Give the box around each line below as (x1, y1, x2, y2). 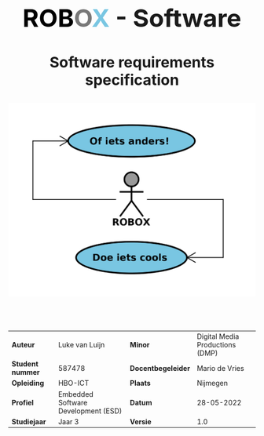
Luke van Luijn (57, 340, 105, 349)
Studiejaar (11, 416, 46, 426)
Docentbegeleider (129, 363, 191, 372)
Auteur (11, 340, 35, 349)
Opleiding (11, 379, 45, 388)
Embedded (57, 389, 94, 398)
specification (85, 71, 179, 89)
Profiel (11, 398, 34, 407)
